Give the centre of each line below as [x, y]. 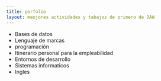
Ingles [22, 72]
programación [32, 46]
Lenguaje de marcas [40, 40]
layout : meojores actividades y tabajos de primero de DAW [80, 17]
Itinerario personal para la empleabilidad [64, 53]
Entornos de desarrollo [43, 59]
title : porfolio [26, 12]
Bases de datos [34, 34]
